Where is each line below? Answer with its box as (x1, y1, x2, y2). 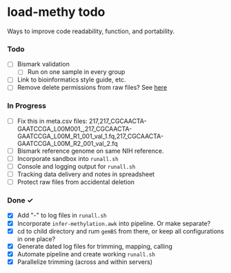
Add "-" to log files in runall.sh (17, 211, 107, 220)
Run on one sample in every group (27, 68, 125, 76)
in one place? (17, 234, 56, 243)
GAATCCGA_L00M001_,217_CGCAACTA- (17, 124, 132, 133)
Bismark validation (17, 60, 70, 68)
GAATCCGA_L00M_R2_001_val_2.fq (17, 139, 119, 147)
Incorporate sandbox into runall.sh (17, 154, 119, 162)
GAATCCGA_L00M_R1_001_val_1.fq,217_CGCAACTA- (17, 132, 164, 140)
